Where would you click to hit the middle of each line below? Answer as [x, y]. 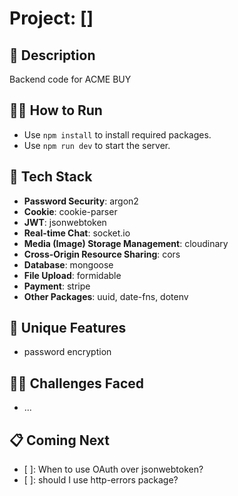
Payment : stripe [57, 286]
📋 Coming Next [59, 440]
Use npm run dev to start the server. [97, 145]
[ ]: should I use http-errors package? [101, 480]
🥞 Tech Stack [51, 177]
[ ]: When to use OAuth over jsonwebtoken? [113, 469]
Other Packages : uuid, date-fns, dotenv [106, 296]
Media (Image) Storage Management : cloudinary [126, 243]
